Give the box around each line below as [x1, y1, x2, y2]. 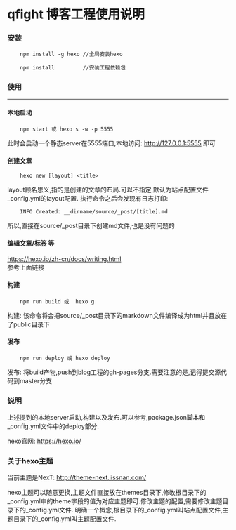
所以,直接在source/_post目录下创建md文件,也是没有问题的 [7, 222, 175, 230]
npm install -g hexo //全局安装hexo [20, 51, 123, 58]
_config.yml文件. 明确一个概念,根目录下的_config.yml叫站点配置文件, [25, 506, 223, 515]
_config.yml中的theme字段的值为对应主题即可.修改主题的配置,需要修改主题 [7, 497, 223, 505]
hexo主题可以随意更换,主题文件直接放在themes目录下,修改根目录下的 [7, 489, 206, 497]
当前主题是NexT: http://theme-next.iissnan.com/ [7, 473, 147, 482]
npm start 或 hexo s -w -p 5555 [20, 126, 114, 133]
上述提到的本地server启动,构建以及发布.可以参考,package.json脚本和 [7, 413, 206, 422]
